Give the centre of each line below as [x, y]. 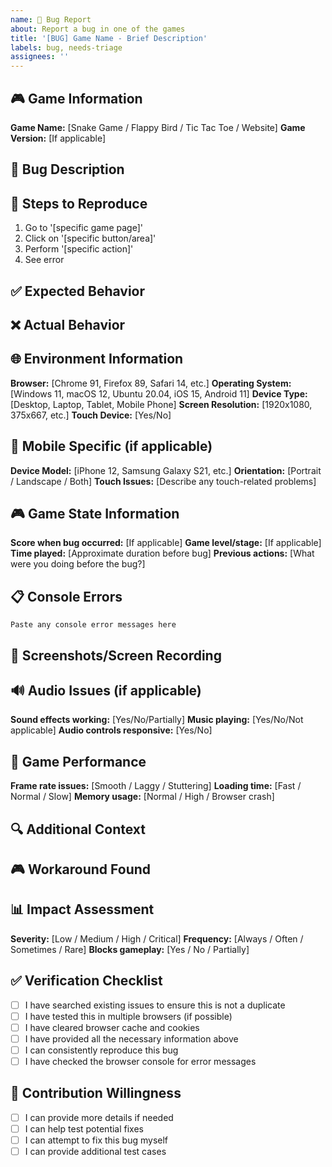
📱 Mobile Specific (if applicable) [111, 446]
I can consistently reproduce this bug [101, 1050]
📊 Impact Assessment [82, 909]
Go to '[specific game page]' [83, 228]
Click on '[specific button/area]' [90, 238]
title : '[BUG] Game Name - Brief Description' [109, 38]
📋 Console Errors [66, 596]
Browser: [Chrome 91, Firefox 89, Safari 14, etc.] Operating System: [151, 383]
